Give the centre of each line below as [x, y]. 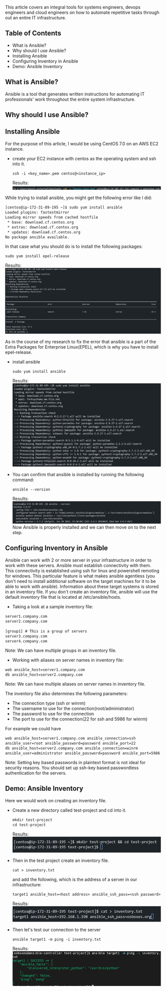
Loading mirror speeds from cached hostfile [52, 217]
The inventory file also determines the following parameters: [66, 693]
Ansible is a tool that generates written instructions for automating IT [75, 94]
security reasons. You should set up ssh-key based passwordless [72, 768]
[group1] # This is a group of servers [46, 631]
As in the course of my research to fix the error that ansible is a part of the [81, 342]
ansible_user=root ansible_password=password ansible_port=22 [70, 743]
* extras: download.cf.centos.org [43, 227]
